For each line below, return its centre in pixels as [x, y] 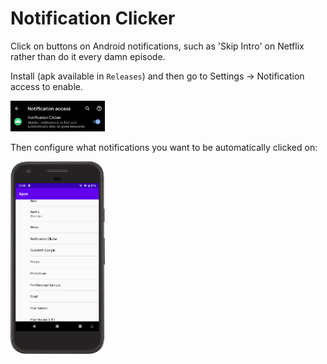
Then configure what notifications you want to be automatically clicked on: [164, 147]
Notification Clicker [93, 18]
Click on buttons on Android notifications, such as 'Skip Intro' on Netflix [157, 46]
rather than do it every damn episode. [88, 56]
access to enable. [46, 86]
